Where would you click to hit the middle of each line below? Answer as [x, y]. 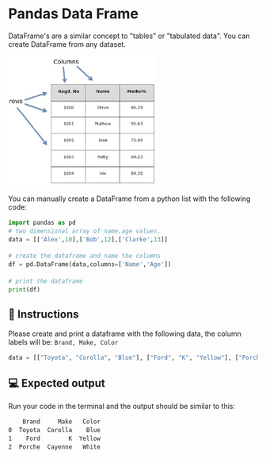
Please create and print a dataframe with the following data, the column [125, 334]
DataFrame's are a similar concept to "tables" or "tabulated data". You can [129, 36]
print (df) [25, 289]
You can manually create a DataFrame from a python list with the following [129, 199]
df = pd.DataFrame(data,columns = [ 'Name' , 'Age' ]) [90, 264]
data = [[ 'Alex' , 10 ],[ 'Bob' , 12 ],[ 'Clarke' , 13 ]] [88, 239]
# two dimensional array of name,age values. [84, 231]
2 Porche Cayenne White [55, 447]
